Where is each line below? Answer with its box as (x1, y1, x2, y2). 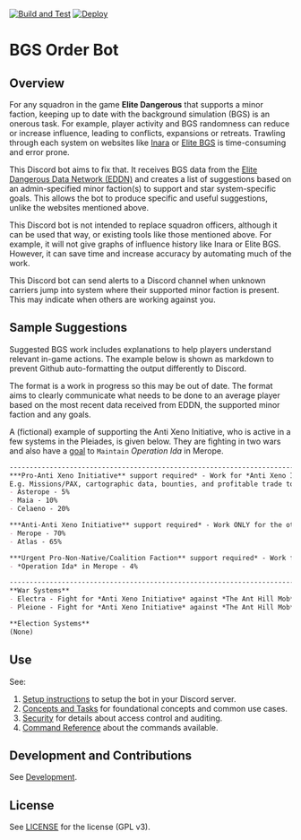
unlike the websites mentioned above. (9, 203, 150, 212)
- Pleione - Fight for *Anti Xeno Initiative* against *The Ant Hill (9, 603, 275, 612)
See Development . (9, 772, 78, 783)
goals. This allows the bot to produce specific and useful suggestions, (9, 193, 269, 204)
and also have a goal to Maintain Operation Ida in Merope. (9, 445, 224, 456)
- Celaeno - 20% (9, 505, 70, 514)
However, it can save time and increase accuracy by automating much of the (9, 248, 292, 259)
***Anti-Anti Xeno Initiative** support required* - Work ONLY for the (9, 521, 282, 530)
